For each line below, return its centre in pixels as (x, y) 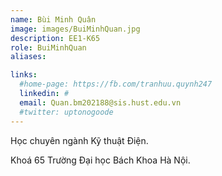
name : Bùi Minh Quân (53, 19)
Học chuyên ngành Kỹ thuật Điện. (79, 140)
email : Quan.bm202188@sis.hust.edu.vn (100, 102)
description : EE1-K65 (55, 38)
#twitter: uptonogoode (66, 112)
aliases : (28, 57)
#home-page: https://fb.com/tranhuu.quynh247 (116, 84)
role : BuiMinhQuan (48, 47)
